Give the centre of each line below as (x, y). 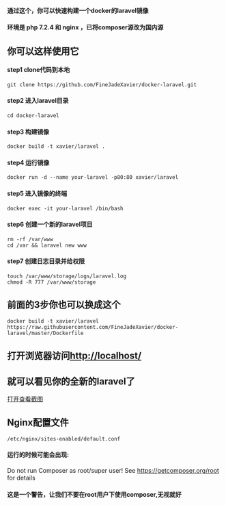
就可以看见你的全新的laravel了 (71, 381)
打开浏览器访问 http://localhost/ (74, 356)
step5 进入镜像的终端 (37, 193)
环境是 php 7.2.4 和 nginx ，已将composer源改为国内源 (85, 27)
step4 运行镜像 (28, 162)
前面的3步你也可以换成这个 (64, 305)
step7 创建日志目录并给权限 (46, 261)
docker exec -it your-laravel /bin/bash (66, 208)
